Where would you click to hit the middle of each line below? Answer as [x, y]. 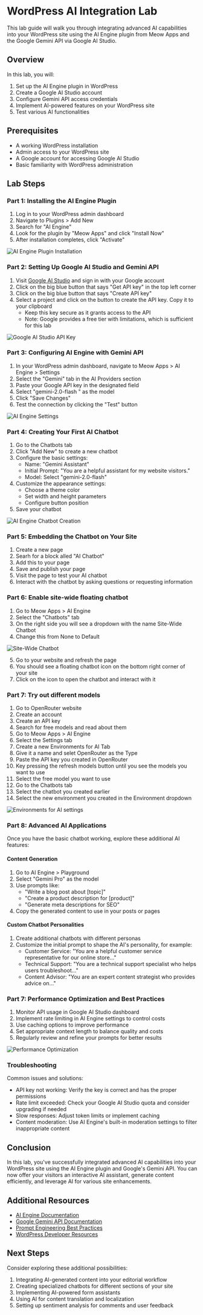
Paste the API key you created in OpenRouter [72, 760]
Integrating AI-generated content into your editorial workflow [92, 1279]
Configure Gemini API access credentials [66, 99]
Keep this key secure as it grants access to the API [88, 312]
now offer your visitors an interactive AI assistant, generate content [91, 1175]
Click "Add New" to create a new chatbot [67, 451]
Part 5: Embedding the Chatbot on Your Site [72, 537]
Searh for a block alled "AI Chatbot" [60, 556]
